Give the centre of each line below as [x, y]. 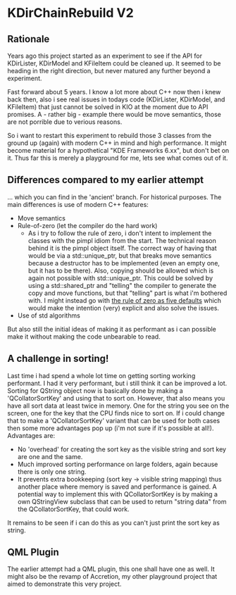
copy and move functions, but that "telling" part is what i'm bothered [128, 293]
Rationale [29, 39]
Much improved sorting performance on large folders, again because [118, 464]
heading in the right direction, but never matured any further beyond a [109, 71]
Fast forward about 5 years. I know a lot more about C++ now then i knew [114, 92]
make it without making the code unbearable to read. [84, 337]
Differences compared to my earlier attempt [106, 180]
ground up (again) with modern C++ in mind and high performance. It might [117, 143]
